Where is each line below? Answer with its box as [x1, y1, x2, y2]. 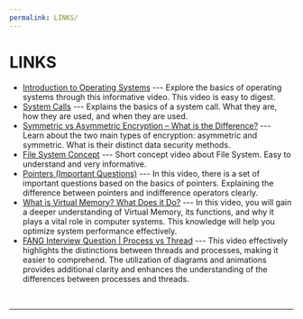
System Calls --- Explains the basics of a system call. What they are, [22, 101, 278, 112]
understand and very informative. [22, 159, 147, 169]
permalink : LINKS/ [9, 13, 78, 23]
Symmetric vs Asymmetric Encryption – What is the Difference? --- [22, 120, 272, 131]
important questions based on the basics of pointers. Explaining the [22, 178, 274, 188]
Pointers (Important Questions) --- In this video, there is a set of [22, 168, 260, 178]
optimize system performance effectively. [22, 225, 178, 236]
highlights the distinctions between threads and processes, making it [22, 244, 279, 255]
